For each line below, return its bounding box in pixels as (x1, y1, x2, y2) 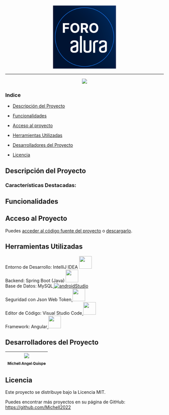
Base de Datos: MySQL (5, 283, 53, 289)
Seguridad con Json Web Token (5, 296, 72, 303)
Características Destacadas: (5, 182, 76, 189)
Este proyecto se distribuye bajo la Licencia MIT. (5, 389, 106, 395)
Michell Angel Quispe (7, 361, 46, 366)
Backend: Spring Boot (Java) (5, 277, 65, 283)
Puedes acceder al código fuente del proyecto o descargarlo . (5, 227, 132, 233)
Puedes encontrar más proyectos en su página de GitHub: (5, 399, 126, 405)
